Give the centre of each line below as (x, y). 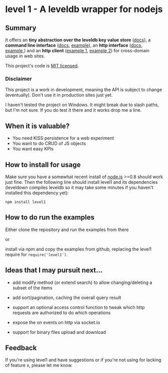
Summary (21, 28)
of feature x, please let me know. (39, 365)
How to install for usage (43, 165)
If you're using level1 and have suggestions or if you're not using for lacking (83, 360)
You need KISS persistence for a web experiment (63, 138)
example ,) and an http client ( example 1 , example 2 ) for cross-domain (77, 51)
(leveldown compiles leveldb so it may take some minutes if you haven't (79, 187)
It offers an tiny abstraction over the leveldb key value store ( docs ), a (78, 40)
